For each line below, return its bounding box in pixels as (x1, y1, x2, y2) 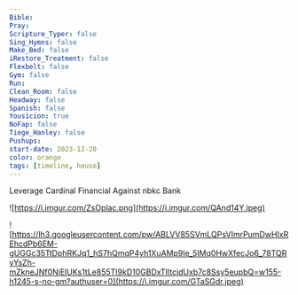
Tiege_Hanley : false (9, 128, 86, 137)
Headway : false (9, 95, 66, 105)
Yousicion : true (9, 112, 69, 120)
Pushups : (9, 136, 42, 145)
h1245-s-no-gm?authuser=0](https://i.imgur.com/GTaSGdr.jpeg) (9, 276, 244, 287)
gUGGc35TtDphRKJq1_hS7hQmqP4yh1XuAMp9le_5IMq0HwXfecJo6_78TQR (9, 248, 287, 259)
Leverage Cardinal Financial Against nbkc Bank (9, 185, 182, 196)
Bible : (9, 12, 34, 22)
